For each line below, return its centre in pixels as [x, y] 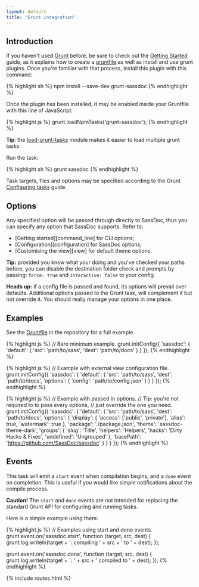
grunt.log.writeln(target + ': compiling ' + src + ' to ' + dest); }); [83, 542]
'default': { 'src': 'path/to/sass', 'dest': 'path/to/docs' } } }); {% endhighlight [98, 350]
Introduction [30, 41]
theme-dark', [22, 430]
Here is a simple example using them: [52, 518]
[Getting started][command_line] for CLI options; [74, 238]
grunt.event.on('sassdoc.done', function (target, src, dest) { [79, 554]
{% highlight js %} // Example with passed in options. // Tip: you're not [93, 398]
